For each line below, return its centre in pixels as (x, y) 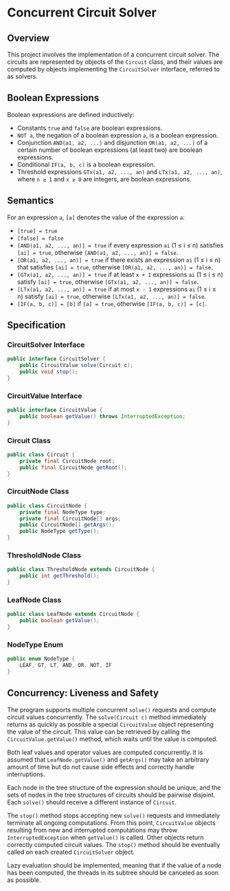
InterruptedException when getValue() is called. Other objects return (106, 837)
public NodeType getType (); (59, 531)
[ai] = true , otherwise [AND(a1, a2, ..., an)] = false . (97, 252)
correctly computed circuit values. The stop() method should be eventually (114, 844)
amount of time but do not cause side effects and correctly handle (101, 767)
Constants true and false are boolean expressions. (90, 128)
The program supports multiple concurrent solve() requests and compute (112, 709)
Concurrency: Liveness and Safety (83, 693)
